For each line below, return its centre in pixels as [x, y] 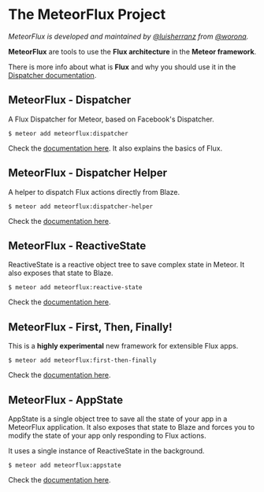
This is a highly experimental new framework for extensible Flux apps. [123, 346]
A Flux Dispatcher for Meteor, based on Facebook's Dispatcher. [111, 119]
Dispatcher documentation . [52, 75]
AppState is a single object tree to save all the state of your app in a [118, 419]
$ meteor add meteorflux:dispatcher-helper [81, 207]
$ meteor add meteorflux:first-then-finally [82, 360]
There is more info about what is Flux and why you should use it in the [122, 67]
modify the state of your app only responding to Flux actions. [107, 436]
